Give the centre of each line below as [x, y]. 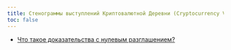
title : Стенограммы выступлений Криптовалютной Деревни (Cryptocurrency [113, 13]
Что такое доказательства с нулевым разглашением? [96, 39]
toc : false [23, 20]
